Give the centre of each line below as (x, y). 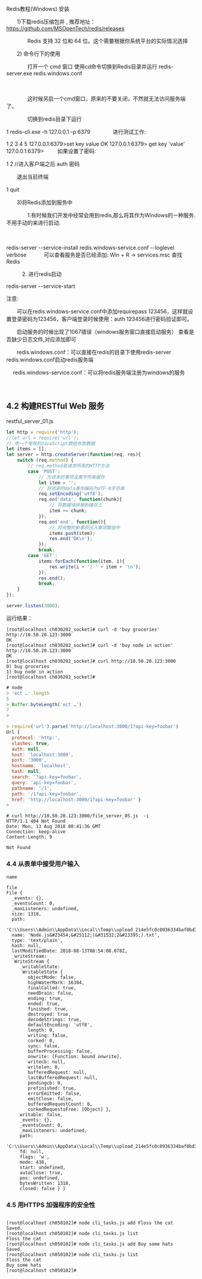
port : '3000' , (29, 760)
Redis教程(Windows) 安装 (38, 9)
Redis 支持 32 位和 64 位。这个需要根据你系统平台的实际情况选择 (107, 41)
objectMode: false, (52, 977)
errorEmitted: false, (55, 1093)
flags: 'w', (35, 1157)
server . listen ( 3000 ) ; (33, 606)
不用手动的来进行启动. (34, 223)
